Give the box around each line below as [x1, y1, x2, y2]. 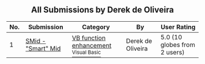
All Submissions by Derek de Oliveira [31, 5, 174, 15]
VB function [71, 33, 106, 42]
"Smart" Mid [25, 44, 61, 53]
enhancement [71, 41, 112, 50]
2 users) [160, 48, 185, 56]
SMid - [25, 36, 46, 45]
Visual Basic [71, 48, 101, 56]
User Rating [160, 22, 196, 31]
